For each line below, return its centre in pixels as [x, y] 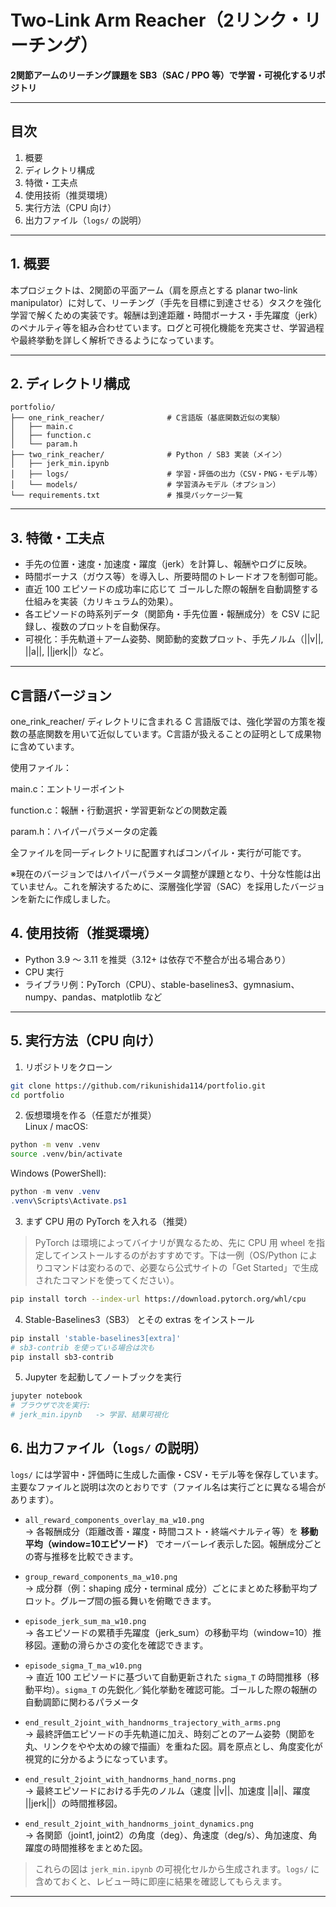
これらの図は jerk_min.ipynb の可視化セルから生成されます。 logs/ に [177, 1868]
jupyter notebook [46, 1396]
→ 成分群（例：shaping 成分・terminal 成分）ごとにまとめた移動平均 [166, 1588]
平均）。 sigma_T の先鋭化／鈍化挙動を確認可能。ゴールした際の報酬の [175, 1689]
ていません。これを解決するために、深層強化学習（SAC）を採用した [150, 886]
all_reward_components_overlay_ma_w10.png [114, 1520]
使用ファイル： [41, 767]
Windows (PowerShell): [58, 1173]
